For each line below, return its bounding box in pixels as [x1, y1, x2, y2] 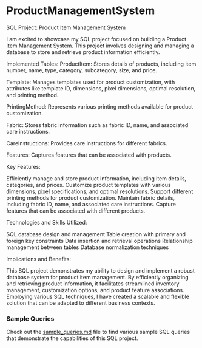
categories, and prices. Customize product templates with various [6, 181, 171, 188]
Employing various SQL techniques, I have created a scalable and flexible [6, 293, 190, 300]
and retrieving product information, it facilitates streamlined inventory [6, 280, 180, 287]
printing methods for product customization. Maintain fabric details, [6, 194, 175, 201]
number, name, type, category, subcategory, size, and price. [6, 66, 158, 73]
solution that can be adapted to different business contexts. [6, 299, 155, 307]
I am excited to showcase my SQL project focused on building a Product [6, 35, 187, 43]
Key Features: [6, 163, 41, 170]
